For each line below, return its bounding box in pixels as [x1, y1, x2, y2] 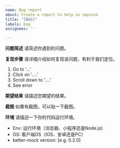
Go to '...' [12, 66, 31, 72]
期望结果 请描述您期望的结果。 [5, 93, 69, 99]
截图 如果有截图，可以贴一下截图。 [5, 103, 77, 109]
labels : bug [5, 21, 30, 27]
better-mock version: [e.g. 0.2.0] [12, 137, 81, 143]
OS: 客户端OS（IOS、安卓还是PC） [12, 131, 86, 137]
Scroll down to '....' [12, 77, 52, 83]
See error [12, 82, 33, 89]
